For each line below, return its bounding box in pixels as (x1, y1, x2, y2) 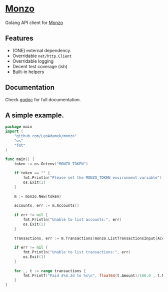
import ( (5, 129, 23, 134)
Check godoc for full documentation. (5, 96, 81, 103)
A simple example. (5, 111, 64, 119)
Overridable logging (12, 58, 54, 64)
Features (5, 34, 33, 43)
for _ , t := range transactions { (14, 268, 86, 273)
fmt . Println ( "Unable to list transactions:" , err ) (23, 250, 131, 255)
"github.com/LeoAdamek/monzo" (14, 134, 77, 139)
